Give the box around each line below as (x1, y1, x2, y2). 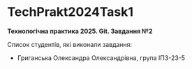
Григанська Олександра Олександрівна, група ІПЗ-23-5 (17, 53, 186, 62)
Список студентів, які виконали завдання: (7, 40, 133, 48)
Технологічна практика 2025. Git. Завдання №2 (7, 27, 153, 35)
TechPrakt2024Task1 (7, 4, 134, 20)
